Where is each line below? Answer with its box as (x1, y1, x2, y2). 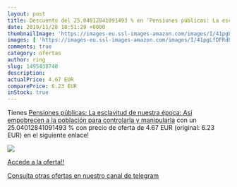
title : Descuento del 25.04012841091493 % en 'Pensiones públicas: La (7, 17, 219, 24)
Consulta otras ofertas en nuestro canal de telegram (7, 171, 159, 180)
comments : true (7, 43, 52, 50)
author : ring (7, 56, 46, 64)
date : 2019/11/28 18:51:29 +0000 (7, 23, 106, 30)
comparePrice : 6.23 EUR (7, 83, 78, 90)
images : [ (7, 37, 37, 44)
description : (7, 69, 46, 76)
